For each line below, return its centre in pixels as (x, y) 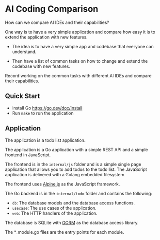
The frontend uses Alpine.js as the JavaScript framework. (63, 184)
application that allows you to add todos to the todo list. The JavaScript (76, 169)
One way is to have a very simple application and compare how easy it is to (80, 32)
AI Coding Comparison (52, 9)
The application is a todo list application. (45, 140)
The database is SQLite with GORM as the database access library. (72, 222)
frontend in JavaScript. (28, 155)
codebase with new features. (41, 66)
